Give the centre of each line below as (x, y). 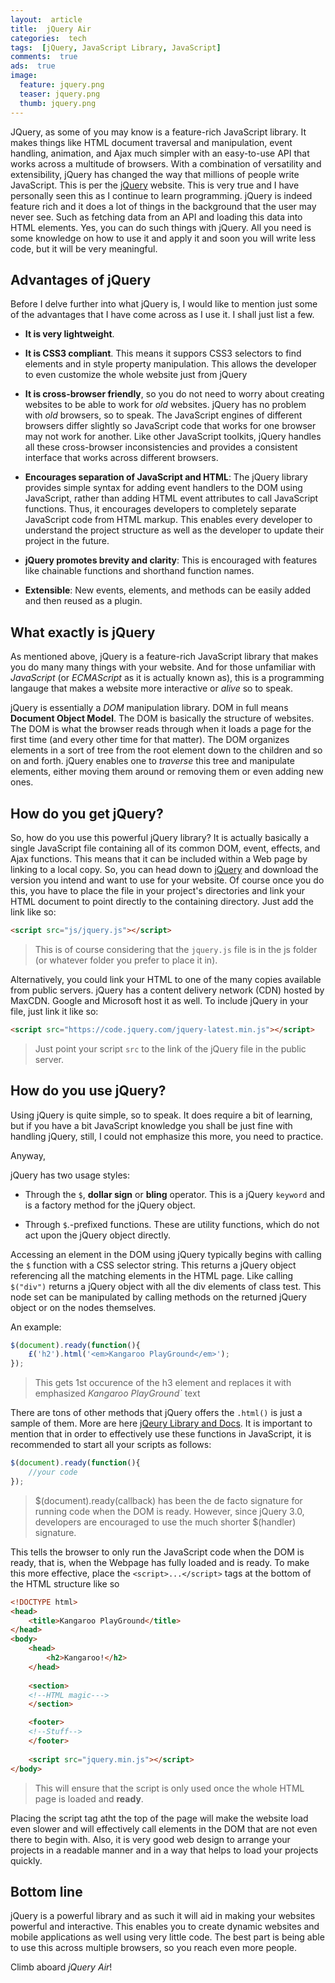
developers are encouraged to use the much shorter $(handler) (165, 1522)
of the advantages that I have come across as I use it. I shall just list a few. (162, 315)
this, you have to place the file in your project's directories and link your (158, 890)
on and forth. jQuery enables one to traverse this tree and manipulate (152, 761)
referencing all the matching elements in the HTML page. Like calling (152, 1275)
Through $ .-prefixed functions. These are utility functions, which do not (172, 1224)
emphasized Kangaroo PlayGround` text (117, 1393)
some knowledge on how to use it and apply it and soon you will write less (163, 238)
